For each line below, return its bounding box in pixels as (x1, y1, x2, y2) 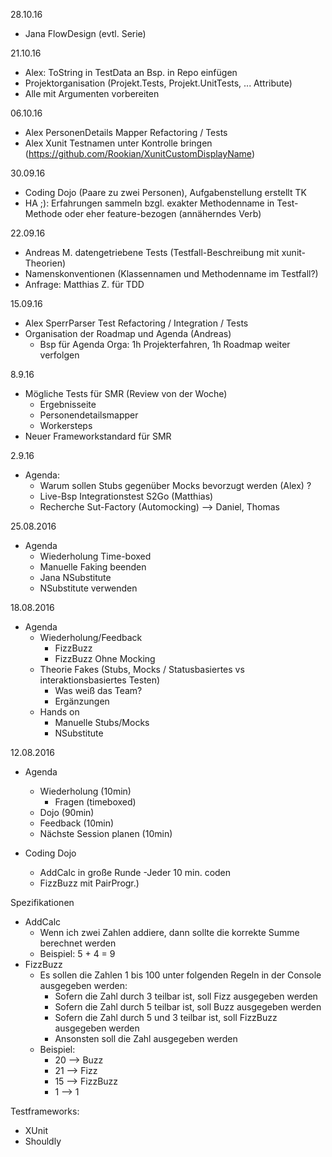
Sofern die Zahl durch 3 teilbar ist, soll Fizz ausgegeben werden (54, 990, 318, 1002)
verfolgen (39, 349, 80, 361)
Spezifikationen (10, 897, 75, 908)
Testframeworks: (10, 1105, 80, 1117)
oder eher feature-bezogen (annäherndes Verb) (64, 208, 262, 219)
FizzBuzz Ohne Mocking (54, 653, 156, 664)
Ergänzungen (54, 695, 110, 707)
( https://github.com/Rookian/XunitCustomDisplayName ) (24, 148, 255, 159)
